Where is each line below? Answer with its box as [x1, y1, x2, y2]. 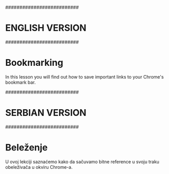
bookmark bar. [5, 79, 36, 85]
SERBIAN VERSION [5, 107, 87, 119]
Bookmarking [5, 57, 64, 68]
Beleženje [5, 142, 48, 153]
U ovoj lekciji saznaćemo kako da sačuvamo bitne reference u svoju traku [5, 158, 159, 165]
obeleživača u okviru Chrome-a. [5, 164, 73, 170]
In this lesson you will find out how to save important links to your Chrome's [5, 73, 164, 80]
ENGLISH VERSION [5, 22, 87, 34]
